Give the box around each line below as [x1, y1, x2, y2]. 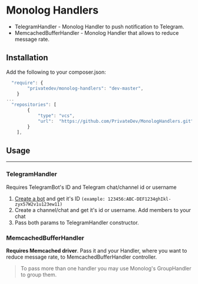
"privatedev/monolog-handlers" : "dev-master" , [27, 85, 144, 92]
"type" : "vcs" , [37, 113, 75, 119]
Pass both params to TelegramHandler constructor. [14, 219, 140, 226]
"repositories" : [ [11, 102, 57, 108]
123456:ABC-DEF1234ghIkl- [107, 196, 171, 202]
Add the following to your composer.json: [6, 68, 106, 76]
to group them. [20, 271, 57, 278]
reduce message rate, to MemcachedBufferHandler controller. [6, 253, 157, 260]
